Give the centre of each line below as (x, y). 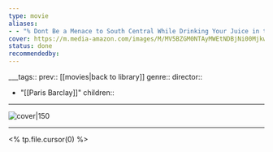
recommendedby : (34, 54)
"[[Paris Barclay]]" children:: (67, 93)
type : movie (28, 16)
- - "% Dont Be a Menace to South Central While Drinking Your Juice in (134, 31)
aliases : (23, 24)
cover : (19, 39)
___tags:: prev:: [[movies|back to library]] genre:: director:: (106, 77)
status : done (30, 46)
